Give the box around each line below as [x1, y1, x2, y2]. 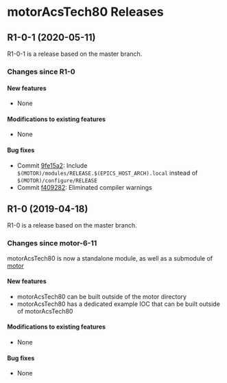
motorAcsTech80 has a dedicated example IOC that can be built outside [16, 300, 221, 308]
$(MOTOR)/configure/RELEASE [16, 177, 97, 184]
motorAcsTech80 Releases [7, 4, 164, 20]
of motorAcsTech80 [16, 307, 73, 315]
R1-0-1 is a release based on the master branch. [7, 50, 143, 58]
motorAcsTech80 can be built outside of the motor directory [16, 292, 187, 300]
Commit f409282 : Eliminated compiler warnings [16, 183, 152, 191]
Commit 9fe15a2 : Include [16, 161, 88, 169]
